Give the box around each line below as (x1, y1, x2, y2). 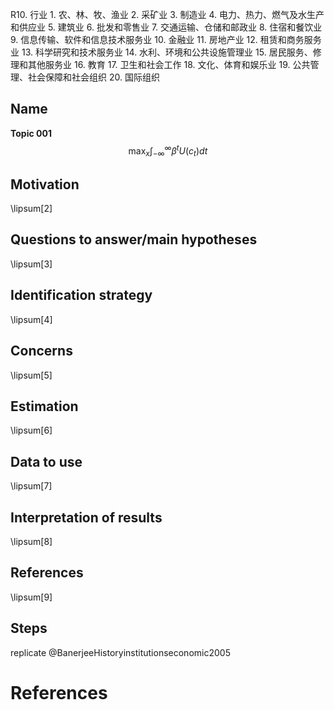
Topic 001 (10, 127, 52, 139)
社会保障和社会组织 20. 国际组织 (27, 71, 160, 83)
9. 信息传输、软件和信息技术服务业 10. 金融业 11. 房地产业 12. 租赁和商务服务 (10, 34, 322, 45)
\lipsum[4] (10, 313, 53, 325)
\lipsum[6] (10, 424, 53, 437)
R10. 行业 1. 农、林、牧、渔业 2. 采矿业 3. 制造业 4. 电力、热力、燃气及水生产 (10, 9, 325, 20)
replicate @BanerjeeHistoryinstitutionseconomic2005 (10, 646, 231, 658)
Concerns (10, 343, 73, 360)
